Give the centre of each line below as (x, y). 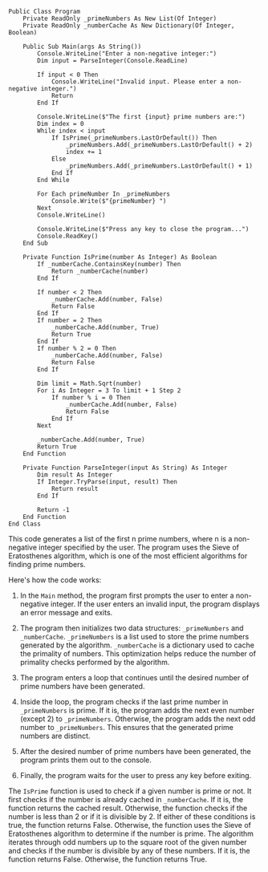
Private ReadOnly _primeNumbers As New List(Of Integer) (120, 18)
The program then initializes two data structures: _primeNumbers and (132, 628)
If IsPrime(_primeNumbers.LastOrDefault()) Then (134, 138)
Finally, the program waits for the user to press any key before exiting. (136, 775)
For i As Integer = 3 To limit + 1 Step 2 (109, 391)
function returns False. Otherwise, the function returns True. (108, 859)
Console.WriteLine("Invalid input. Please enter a (138, 82)
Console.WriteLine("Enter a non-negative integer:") (127, 54)
